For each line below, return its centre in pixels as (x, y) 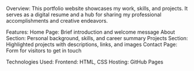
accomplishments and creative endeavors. (57, 21)
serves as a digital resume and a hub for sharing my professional (84, 15)
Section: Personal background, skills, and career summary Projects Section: (97, 38)
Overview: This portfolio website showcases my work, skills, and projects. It (97, 8)
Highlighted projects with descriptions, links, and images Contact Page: (92, 44)
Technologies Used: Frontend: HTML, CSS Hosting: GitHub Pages (85, 62)
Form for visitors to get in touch (44, 51)
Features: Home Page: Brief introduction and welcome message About (91, 32)
